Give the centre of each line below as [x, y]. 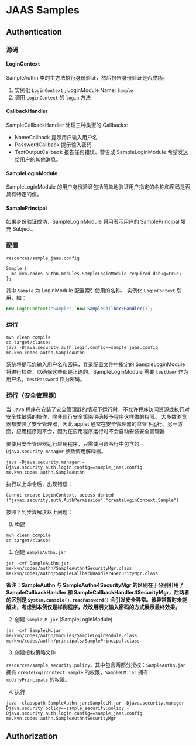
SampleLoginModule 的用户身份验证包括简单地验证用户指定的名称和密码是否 [98, 187]
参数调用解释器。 [86, 451]
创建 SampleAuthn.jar [40, 552]
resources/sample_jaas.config [43, 258]
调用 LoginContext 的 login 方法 [53, 97]
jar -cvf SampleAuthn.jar [37, 563]
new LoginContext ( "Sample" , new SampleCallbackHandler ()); [80, 309]
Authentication [34, 32]
